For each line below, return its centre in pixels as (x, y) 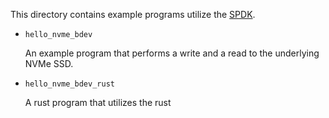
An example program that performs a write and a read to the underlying (172, 53)
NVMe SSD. (49, 63)
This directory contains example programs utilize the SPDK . (133, 14)
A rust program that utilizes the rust (98, 102)
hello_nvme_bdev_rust (69, 84)
